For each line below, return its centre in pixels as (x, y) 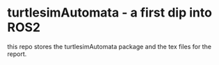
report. (17, 54)
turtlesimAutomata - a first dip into (109, 13)
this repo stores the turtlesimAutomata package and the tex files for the (109, 46)
